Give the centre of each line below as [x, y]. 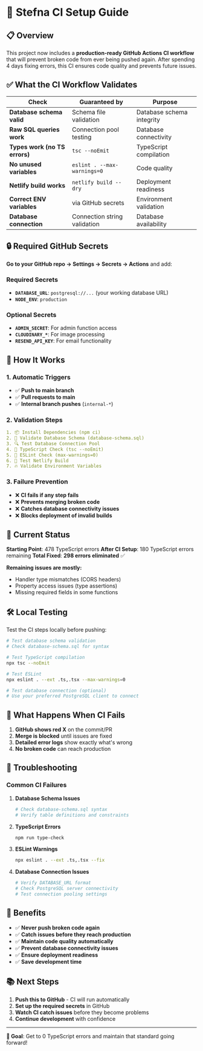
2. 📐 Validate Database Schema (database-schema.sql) [76, 438]
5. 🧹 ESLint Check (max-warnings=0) [52, 455]
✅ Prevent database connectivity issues [67, 948]
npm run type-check [40, 837]
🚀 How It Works [36, 360]
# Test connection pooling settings [61, 894]
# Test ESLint [24, 674]
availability [152, 224]
